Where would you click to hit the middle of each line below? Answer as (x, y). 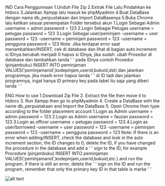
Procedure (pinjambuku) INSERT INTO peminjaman (57, 153)
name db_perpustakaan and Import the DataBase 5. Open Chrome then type (82, 106)
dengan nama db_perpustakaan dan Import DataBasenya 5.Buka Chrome (79, 18)
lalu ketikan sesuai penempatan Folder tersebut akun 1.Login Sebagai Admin (82, 23)
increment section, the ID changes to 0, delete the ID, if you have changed (80, 143)
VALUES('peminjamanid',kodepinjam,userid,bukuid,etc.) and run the (74, 159)
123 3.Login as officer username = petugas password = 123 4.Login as (77, 122)
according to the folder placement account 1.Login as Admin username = (79, 111)
